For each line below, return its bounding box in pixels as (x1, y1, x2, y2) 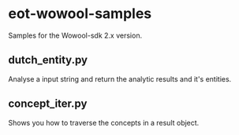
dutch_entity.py (8, 53, 88, 67)
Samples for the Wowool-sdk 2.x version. (8, 31, 143, 40)
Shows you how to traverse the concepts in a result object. (8, 118, 200, 127)
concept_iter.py (8, 97, 88, 111)
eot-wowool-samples (8, 5, 152, 23)
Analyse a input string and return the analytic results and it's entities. (8, 74, 232, 83)
